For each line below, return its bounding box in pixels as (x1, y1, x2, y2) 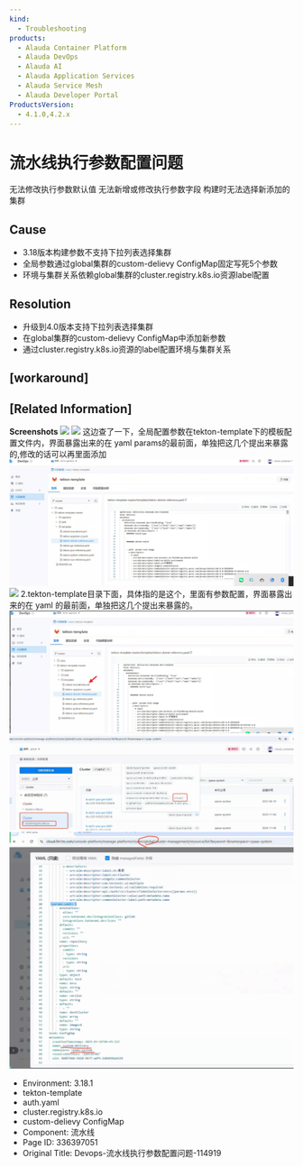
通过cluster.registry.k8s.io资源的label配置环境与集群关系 (22, 344, 232, 354)
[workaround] (9, 371, 89, 386)
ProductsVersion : (9, 100, 75, 109)
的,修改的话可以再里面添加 (9, 449, 107, 460)
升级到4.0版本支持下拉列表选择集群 (22, 321, 153, 332)
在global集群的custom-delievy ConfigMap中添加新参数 (22, 332, 226, 343)
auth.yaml (22, 1097, 60, 1108)
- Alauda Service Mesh (17, 81, 103, 90)
